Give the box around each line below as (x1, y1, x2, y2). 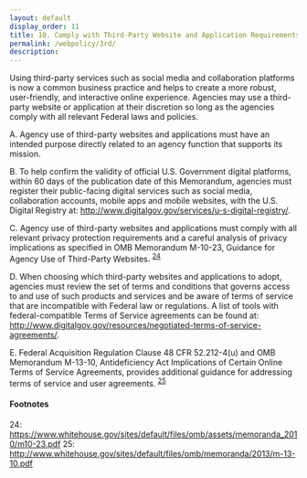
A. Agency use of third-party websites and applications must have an (9, 129, 270, 140)
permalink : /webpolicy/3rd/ (9, 38, 117, 48)
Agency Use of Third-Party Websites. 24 (9, 252, 162, 264)
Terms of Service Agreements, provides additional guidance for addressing (9, 366, 292, 377)
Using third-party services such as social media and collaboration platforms (9, 72, 295, 83)
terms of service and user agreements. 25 (9, 376, 166, 388)
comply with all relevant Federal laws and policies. (9, 112, 199, 122)
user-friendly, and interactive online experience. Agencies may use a (9, 92, 269, 103)
